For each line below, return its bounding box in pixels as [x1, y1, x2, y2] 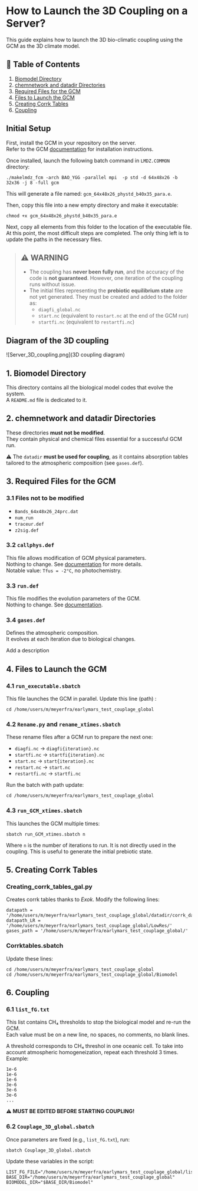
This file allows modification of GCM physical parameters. [6, 554, 147, 561]
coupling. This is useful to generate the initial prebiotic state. [6, 847, 153, 855]
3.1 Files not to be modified [6, 494, 84, 502]
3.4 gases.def [6, 616, 45, 624]
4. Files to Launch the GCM [6, 664, 107, 674]
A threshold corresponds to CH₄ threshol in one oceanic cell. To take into [6, 1042, 184, 1050]
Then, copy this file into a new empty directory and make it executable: [6, 202, 179, 209]
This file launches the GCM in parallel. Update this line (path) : [6, 695, 157, 702]
